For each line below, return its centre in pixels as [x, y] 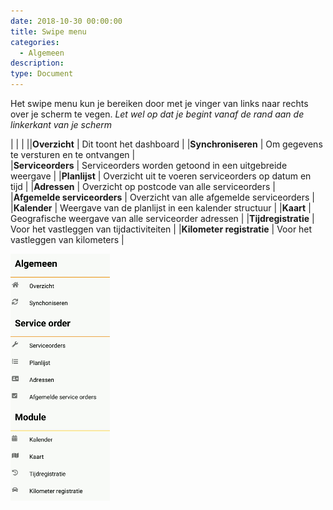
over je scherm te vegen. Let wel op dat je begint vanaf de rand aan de [157, 114]
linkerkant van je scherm [61, 124]
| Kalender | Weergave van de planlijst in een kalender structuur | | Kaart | [161, 208]
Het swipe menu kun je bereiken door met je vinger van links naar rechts [159, 103]
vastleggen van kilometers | [67, 239]
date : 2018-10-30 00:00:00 [66, 21]
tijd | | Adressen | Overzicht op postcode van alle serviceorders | [143, 186]
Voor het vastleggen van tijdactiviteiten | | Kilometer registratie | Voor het [161, 229]
